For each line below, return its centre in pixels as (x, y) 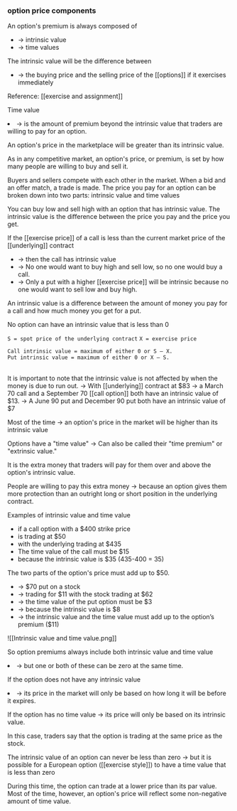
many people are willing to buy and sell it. (68, 166)
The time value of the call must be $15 (73, 552)
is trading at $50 (42, 537)
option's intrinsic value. (42, 473)
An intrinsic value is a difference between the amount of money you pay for (117, 304)
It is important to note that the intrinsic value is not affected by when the (112, 378)
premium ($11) (38, 625)
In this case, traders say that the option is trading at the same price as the (115, 736)
